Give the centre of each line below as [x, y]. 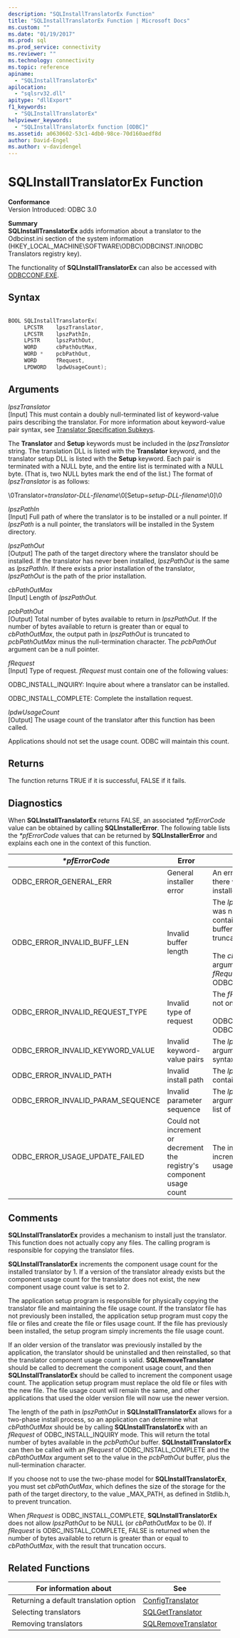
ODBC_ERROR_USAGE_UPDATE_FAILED [78, 1157]
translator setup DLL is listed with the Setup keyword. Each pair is [105, 459]
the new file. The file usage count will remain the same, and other [104, 1390]
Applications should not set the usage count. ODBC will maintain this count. [119, 741]
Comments [33, 1218]
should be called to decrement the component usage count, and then [110, 1368]
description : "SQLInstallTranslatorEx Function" [82, 14]
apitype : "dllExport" [40, 101]
